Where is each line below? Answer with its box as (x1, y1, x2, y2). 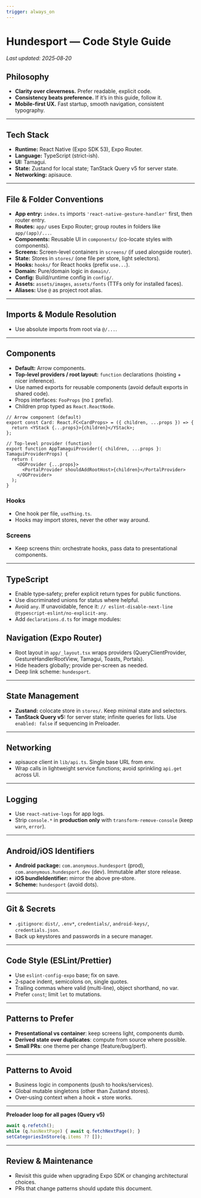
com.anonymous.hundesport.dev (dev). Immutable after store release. (14, 868, 181, 875)
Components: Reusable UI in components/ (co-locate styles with (14, 236, 173, 243)
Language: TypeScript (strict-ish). (14, 152, 100, 159)
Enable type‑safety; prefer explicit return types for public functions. (14, 590, 181, 597)
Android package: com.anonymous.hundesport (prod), (14, 862, 145, 869)
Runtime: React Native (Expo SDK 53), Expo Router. (14, 146, 143, 153)
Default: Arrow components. (14, 364, 86, 372)
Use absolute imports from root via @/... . (14, 325, 118, 333)
